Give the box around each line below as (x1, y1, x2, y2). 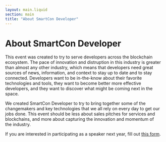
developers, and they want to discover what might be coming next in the (5, 86, 153, 92)
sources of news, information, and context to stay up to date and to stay (5, 70, 152, 76)
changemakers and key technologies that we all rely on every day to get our (5, 106, 160, 112)
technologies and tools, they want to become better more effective (5, 80, 141, 87)
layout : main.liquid (5, 7, 48, 12)
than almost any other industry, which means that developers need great (5, 65, 154, 71)
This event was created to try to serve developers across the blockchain (5, 54, 153, 60)
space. (5, 91, 19, 97)
